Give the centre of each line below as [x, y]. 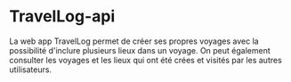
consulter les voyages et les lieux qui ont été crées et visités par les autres [145, 60]
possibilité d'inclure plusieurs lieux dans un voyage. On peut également [140, 50]
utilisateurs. [30, 70]
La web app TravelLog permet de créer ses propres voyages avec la [134, 41]
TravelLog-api [62, 16]
